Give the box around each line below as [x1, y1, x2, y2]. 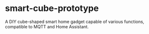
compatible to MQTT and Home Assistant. [5, 23, 89, 29]
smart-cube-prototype [5, 3, 99, 14]
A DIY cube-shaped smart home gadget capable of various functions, [5, 19, 145, 24]
